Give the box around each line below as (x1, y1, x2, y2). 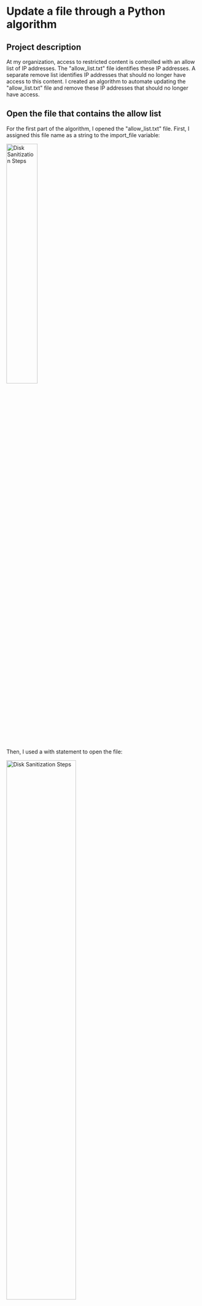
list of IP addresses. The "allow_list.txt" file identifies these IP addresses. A (6, 65, 196, 72)
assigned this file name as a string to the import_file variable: (6, 131, 160, 139)
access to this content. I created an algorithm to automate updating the (6, 78, 186, 85)
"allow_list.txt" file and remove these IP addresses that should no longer (6, 84, 188, 92)
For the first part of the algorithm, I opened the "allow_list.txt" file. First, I (6, 125, 190, 132)
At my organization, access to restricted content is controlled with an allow (6, 58, 195, 65)
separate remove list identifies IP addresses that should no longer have (6, 71, 186, 78)
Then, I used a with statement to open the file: (6, 748, 123, 755)
